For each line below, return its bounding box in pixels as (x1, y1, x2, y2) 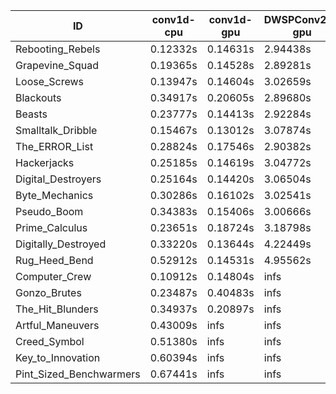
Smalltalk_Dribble (15, 124, 98, 137)
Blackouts (15, 91, 62, 104)
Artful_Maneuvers (15, 319, 100, 332)
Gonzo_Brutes (15, 286, 82, 299)
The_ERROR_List (15, 140, 94, 153)
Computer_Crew (15, 270, 92, 283)
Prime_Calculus (15, 221, 88, 234)
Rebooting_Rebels (15, 42, 101, 56)
